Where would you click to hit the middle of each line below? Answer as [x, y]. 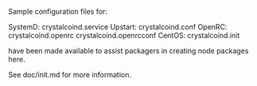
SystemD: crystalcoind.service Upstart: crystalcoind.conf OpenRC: [118, 27]
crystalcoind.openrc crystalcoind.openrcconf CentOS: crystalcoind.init [124, 35]
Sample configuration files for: [58, 12]
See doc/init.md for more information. [70, 74]
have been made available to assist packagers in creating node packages [128, 51]
